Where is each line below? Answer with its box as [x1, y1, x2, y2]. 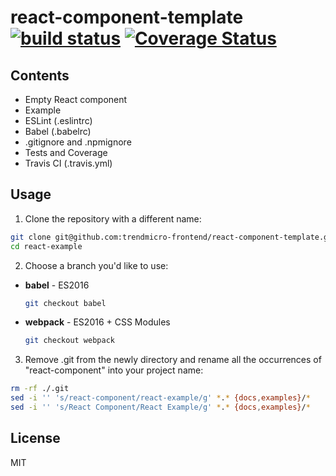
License [10, 430, 61, 447]
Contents [10, 67, 70, 84]
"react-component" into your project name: [24, 364, 204, 376]
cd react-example [10, 241, 83, 251]
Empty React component [24, 94, 128, 105]
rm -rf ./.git [10, 384, 70, 394]
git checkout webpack [24, 336, 115, 346]
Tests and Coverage [24, 147, 108, 158]
